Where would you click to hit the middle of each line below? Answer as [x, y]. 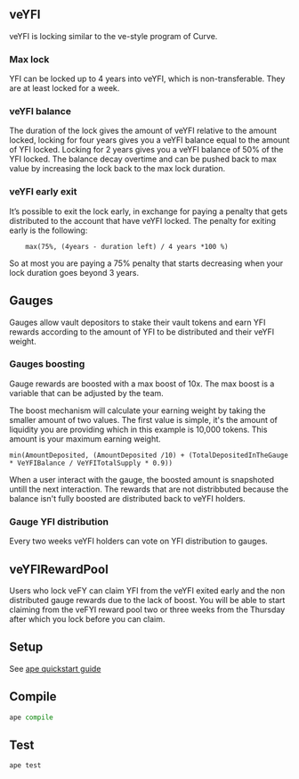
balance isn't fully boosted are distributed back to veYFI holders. [128, 498]
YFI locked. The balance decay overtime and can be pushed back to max [143, 159]
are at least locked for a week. [65, 88]
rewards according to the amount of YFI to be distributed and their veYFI [142, 331]
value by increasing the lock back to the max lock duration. [117, 169]
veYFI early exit [43, 192]
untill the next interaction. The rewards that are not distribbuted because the [149, 489]
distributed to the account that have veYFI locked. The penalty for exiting [143, 220]
